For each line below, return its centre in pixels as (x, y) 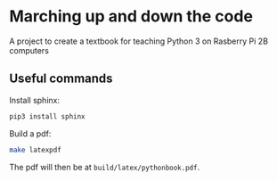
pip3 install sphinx (48, 116)
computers (29, 50)
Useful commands (61, 79)
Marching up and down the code (131, 16)
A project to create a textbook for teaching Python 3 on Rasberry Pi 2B (139, 41)
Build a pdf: (30, 133)
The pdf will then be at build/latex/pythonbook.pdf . (105, 167)
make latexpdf (36, 150)
